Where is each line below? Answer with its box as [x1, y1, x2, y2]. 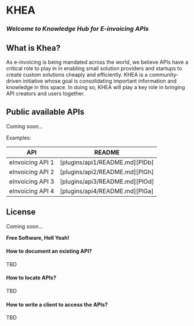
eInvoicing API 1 [9, 158, 54, 166]
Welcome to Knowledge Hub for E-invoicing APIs [6, 25, 149, 33]
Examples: [6, 134, 31, 141]
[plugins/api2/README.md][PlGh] [60, 168, 154, 176]
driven [6, 77, 22, 84]
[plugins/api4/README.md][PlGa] [60, 187, 154, 195]
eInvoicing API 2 [9, 168, 54, 176]
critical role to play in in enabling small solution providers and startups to [6, 64, 183, 71]
